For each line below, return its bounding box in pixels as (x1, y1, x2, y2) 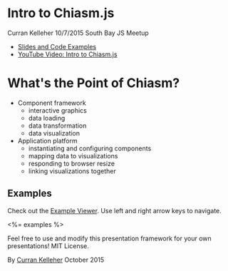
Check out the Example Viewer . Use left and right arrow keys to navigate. (7, 206, 222, 215)
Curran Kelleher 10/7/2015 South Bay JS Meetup (7, 29, 150, 37)
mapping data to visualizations (28, 151, 118, 160)
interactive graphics (28, 106, 88, 115)
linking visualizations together (28, 166, 116, 175)
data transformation (28, 121, 87, 130)
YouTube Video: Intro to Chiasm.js (17, 50, 118, 58)
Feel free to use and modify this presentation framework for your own (7, 234, 212, 242)
